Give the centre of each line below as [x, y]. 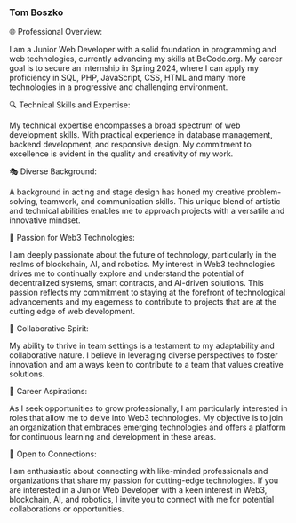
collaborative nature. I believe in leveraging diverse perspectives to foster [144, 355]
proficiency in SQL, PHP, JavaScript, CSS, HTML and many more [128, 78]
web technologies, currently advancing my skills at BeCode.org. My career [146, 59]
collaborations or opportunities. [67, 509]
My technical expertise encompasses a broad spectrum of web [125, 125]
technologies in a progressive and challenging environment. [119, 87]
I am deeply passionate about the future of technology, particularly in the [143, 255]
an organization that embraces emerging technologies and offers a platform [148, 427]
